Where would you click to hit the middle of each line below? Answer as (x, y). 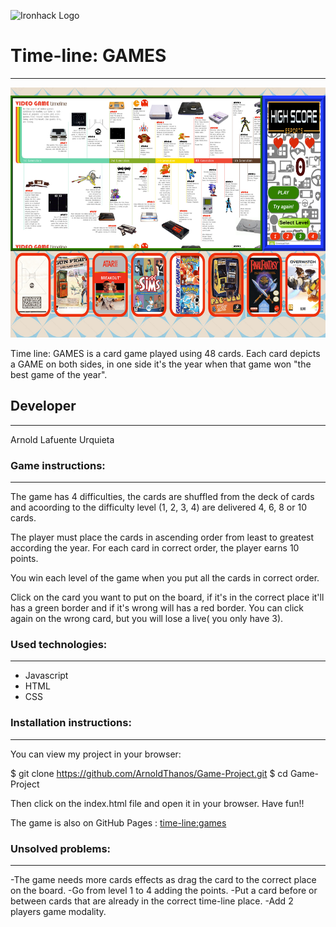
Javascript (46, 676)
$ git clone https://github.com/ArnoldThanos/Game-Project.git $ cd (149, 773)
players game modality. (58, 911)
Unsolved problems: (61, 848)
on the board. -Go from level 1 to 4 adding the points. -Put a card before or (164, 890)
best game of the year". (59, 374)
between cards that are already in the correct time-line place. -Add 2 (152, 901)
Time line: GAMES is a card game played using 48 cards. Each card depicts (165, 353)
